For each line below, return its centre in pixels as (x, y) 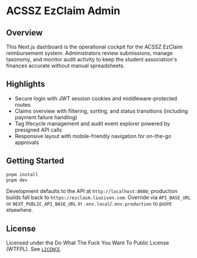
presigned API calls (38, 130)
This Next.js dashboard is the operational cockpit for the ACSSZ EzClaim (95, 47)
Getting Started (35, 161)
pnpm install (22, 174)
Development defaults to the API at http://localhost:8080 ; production (92, 191)
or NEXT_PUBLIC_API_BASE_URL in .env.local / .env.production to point (89, 204)
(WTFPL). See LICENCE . (34, 249)
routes (22, 104)
